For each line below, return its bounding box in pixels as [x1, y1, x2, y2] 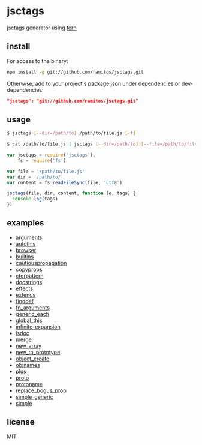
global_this [15, 317, 43, 324]
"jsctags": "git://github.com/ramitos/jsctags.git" [7, 98, 138, 104]
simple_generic [15, 393, 53, 400]
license [7, 417, 35, 427]
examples [7, 218, 44, 228]
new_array [15, 342, 41, 349]
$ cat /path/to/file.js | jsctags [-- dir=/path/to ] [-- [7, 141, 149, 148]
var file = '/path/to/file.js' [7, 168, 85, 175]
